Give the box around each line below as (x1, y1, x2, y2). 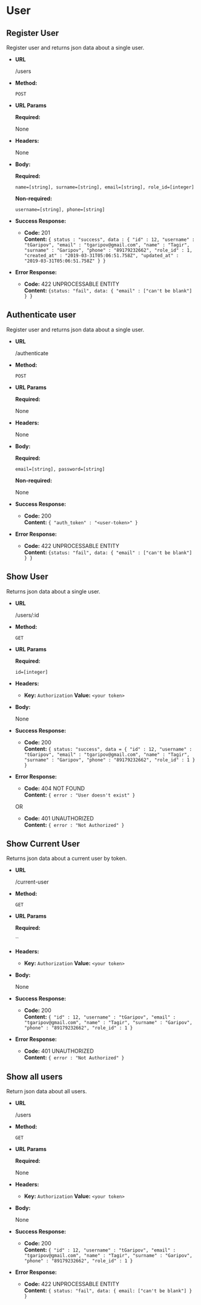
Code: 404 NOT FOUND (24, 784, 85, 792)
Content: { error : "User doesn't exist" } (24, 791, 136, 798)
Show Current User (6, 839, 81, 849)
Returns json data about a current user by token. (6, 855, 127, 862)
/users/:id (15, 611, 39, 618)
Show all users (6, 1071, 63, 1082)
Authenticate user (6, 310, 77, 320)
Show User (6, 572, 48, 582)
